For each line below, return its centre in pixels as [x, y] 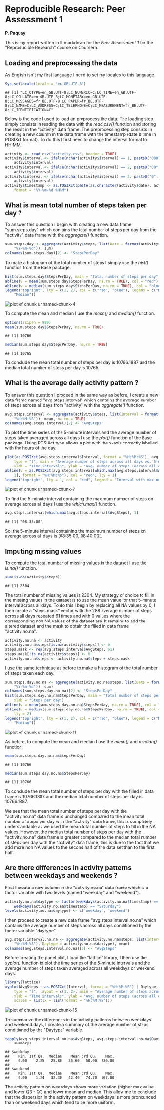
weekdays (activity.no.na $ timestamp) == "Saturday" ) [67, 906]
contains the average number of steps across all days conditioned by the [78, 925]
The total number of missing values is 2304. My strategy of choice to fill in [80, 595]
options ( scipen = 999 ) [28, 323]
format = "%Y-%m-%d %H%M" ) [41, 190]
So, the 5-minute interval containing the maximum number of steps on [76, 531]
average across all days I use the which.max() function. [61, 504]
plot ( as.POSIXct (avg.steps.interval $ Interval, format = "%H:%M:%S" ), [77, 457]
